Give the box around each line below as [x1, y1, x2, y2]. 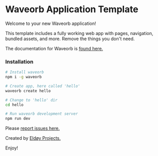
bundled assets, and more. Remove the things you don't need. [5, 36, 135, 42]
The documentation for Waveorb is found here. [5, 45, 103, 51]
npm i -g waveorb [5, 75, 42, 80]
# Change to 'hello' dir [5, 98, 58, 103]
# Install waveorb [5, 70, 44, 75]
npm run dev [5, 116, 30, 121]
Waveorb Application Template [5, 4, 138, 15]
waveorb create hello [5, 88, 51, 93]
